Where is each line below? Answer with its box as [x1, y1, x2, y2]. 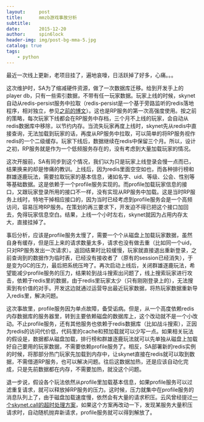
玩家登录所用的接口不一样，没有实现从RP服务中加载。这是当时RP [27, 188, 190, 195]
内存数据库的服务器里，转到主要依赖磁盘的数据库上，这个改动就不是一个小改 [6, 312, 198, 320]
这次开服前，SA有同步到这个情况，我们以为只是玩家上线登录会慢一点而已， [6, 158, 194, 165]
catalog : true [6, 43, 42, 49]
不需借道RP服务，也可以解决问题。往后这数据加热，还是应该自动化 [16, 358, 183, 365]
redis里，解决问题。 [11, 292, 62, 299]
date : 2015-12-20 [6, 25, 67, 32]
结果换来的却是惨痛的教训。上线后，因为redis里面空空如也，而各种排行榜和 [6, 165, 194, 173]
